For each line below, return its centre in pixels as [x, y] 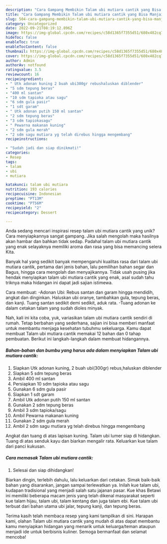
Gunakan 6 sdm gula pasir [39, 389]
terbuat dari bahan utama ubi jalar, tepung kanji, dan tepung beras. [74, 506]
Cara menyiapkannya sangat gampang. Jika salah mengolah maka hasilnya [82, 236]
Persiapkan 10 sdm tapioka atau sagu [51, 384]
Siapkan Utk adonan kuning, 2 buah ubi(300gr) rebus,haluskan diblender [87, 368]
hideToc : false [21, 38]
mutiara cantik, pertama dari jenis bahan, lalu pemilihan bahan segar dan [80, 267]
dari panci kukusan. [26, 446]
